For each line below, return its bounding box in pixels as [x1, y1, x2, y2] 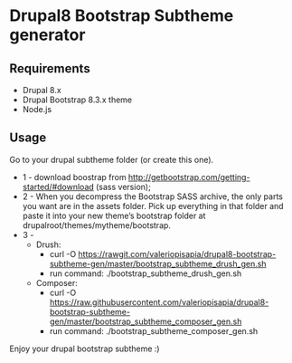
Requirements [9, 61, 90, 76]
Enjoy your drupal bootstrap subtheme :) [9, 343, 160, 354]
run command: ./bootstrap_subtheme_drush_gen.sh [49, 268, 242, 279]
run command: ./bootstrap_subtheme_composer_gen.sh [49, 325, 259, 336]
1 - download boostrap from [22, 171, 127, 182]
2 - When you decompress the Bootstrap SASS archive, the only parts [22, 191, 283, 202]
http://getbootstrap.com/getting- [127, 171, 250, 182]
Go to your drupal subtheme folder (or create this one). [9, 154, 214, 165]
